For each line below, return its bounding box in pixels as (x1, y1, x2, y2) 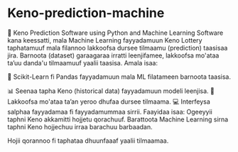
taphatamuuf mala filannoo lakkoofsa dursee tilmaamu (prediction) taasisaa (7, 43, 228, 52)
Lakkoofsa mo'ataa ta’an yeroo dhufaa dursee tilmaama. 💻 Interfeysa (7, 97, 211, 106)
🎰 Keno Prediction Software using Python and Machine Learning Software (7, 28, 224, 37)
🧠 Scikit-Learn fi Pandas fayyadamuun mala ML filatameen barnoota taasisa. (7, 72, 231, 81)
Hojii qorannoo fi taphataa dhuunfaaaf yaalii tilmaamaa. (7, 136, 169, 145)
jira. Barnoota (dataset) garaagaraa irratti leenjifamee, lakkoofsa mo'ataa (7, 51, 220, 60)
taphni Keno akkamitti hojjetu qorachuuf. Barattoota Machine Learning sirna (7, 115, 229, 124)
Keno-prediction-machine (7, 5, 165, 21)
